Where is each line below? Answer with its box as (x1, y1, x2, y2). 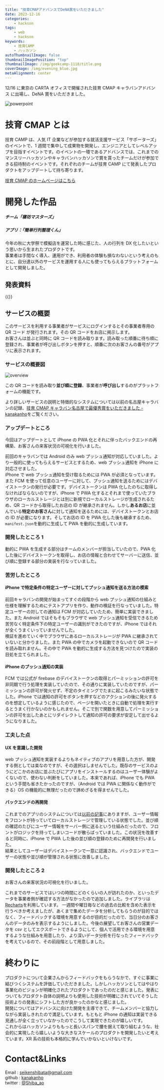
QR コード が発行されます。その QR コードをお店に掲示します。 (5, 329, 133, 335)
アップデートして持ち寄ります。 (21, 167, 86, 173)
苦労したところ (5, 571, 41, 578)
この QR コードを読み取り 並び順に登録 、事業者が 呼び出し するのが (5, 383, 138, 388)
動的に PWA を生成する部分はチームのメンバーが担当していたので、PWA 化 (5, 546, 156, 552)
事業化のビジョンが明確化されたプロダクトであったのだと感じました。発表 (5, 987, 155, 993)
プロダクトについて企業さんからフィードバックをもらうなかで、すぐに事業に (5, 975, 159, 980)
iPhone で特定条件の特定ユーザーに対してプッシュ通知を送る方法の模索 (5, 585, 149, 590)
